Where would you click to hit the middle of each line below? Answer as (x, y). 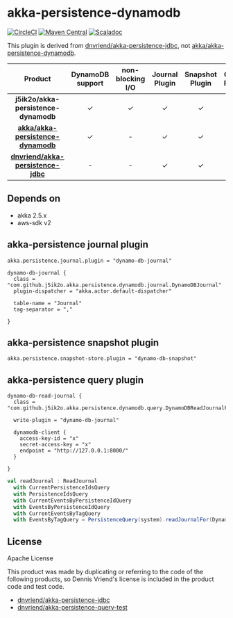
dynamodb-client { (40, 432)
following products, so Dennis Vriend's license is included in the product (111, 579)
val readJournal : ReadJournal (52, 481)
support (90, 83)
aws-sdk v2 (34, 222)
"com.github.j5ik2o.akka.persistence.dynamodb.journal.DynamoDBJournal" (114, 285)
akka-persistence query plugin (76, 380)
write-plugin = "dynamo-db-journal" (66, 421)
